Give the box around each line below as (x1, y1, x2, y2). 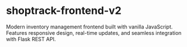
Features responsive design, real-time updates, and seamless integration (6, 29, 182, 36)
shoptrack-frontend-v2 (6, 4, 122, 17)
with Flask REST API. (6, 35, 56, 42)
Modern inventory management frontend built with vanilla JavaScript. (6, 23, 173, 30)
